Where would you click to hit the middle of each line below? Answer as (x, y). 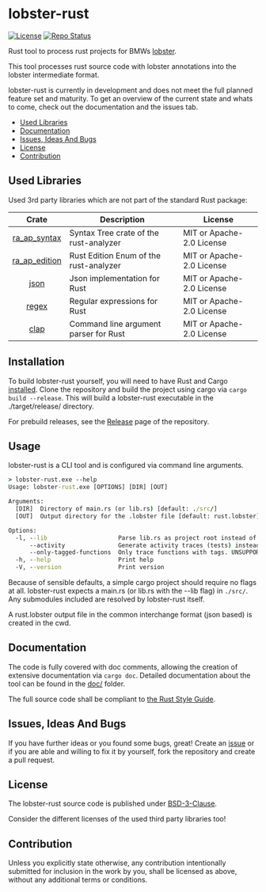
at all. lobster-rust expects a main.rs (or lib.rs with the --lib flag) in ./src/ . (128, 591)
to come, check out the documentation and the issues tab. (103, 107)
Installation (36, 362)
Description (122, 219)
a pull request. (32, 760)
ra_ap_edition (37, 260)
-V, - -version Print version (90, 567)
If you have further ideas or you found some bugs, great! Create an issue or (131, 743)
